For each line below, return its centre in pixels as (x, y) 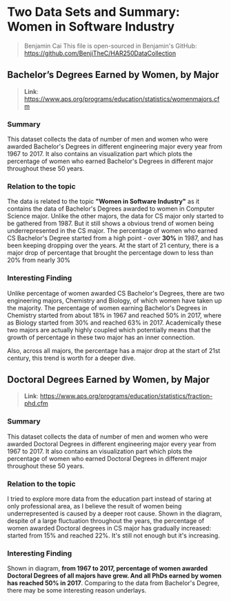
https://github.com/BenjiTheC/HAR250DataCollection (100, 53)
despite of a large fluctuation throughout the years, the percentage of (106, 521)
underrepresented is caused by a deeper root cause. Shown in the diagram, (115, 514)
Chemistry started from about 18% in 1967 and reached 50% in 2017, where (114, 315)
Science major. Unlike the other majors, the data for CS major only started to (115, 216)
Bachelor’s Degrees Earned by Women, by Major (113, 75)
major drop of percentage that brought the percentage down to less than (110, 253)
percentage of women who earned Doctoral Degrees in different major (107, 458)
